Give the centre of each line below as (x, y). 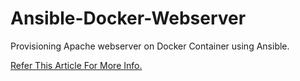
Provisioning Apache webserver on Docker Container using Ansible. (150, 46)
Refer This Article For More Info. (76, 65)
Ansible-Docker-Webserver (128, 18)
